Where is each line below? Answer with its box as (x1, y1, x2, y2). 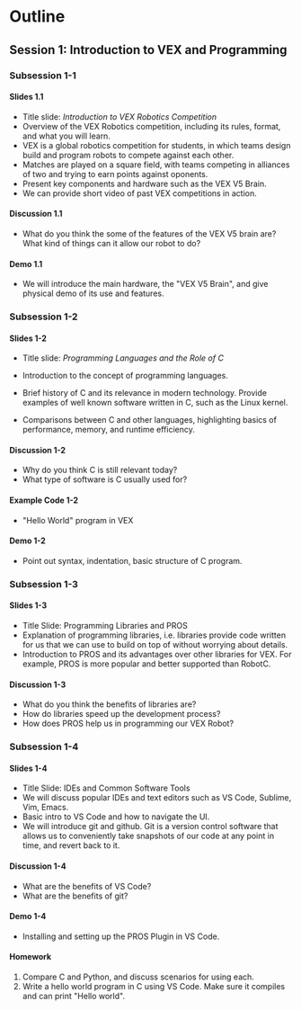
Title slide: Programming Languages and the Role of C (22, 353, 225, 363)
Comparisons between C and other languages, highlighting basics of (22, 415, 277, 425)
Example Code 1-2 (9, 495, 79, 505)
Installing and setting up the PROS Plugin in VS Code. (22, 931, 220, 942)
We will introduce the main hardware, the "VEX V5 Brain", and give (22, 279, 269, 290)
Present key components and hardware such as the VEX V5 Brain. (22, 178, 267, 189)
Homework (9, 952, 52, 962)
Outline (9, 6, 66, 27)
